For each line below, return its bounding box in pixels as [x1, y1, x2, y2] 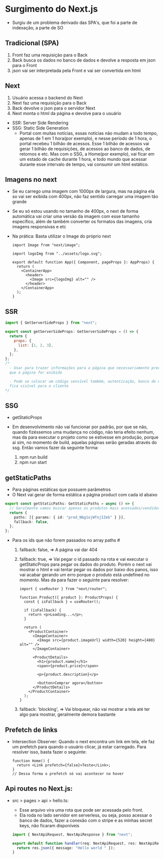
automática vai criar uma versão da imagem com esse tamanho [12, 214, 140, 220]
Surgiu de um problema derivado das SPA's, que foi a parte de [12, 20, 138, 25]
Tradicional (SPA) [5, 39, 60, 47]
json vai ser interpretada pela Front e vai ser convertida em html [12, 67, 141, 73]
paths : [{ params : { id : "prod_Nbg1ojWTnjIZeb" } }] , [14, 515, 125, 520]
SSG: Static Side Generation [12, 125, 69, 131]
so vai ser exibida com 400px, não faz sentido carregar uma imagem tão [12, 194, 159, 199]
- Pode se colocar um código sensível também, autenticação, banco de [9, 379, 156, 384]
